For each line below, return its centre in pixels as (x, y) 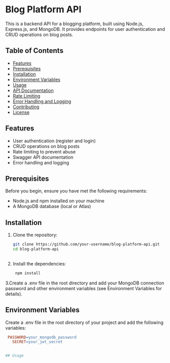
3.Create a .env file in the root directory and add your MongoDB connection (85, 283)
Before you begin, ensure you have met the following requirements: (76, 191)
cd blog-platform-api (36, 249)
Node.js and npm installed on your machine (59, 201)
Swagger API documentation (43, 157)
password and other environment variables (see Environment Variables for (84, 288)
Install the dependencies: (39, 263)
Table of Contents (35, 51)
